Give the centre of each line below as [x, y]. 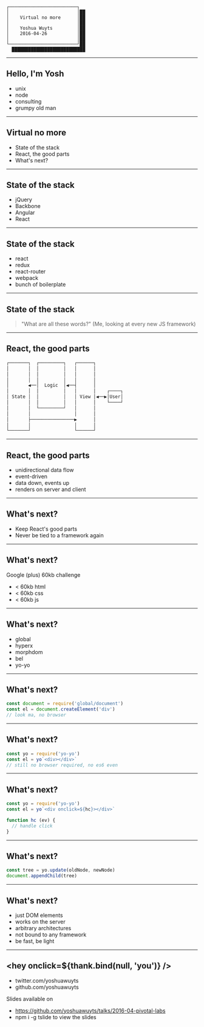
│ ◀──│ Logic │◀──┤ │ [51, 385]
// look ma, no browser [36, 715]
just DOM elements [39, 915]
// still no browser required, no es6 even [62, 765]
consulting [28, 101]
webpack [26, 278]
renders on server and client [50, 489]
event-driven [31, 476]
